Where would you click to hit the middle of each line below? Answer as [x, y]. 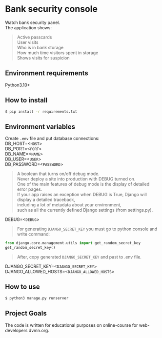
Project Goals [26, 313]
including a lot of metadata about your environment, [69, 205]
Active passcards [34, 37]
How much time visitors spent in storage [58, 53]
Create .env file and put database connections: [52, 139]
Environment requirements [47, 73]
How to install [26, 100]
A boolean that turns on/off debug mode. [58, 174]
